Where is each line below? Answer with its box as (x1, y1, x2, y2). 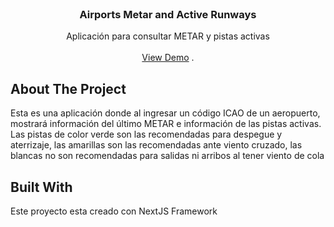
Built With (10, 178, 73, 196)
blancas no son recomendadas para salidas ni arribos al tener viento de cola (10, 150, 325, 162)
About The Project (10, 80, 127, 97)
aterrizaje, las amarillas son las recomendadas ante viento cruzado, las (10, 139, 303, 151)
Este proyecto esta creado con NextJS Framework (10, 205, 218, 217)
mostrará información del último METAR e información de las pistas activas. (10, 118, 322, 130)
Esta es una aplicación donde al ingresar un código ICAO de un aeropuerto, (10, 107, 321, 119)
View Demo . (141, 52, 195, 64)
